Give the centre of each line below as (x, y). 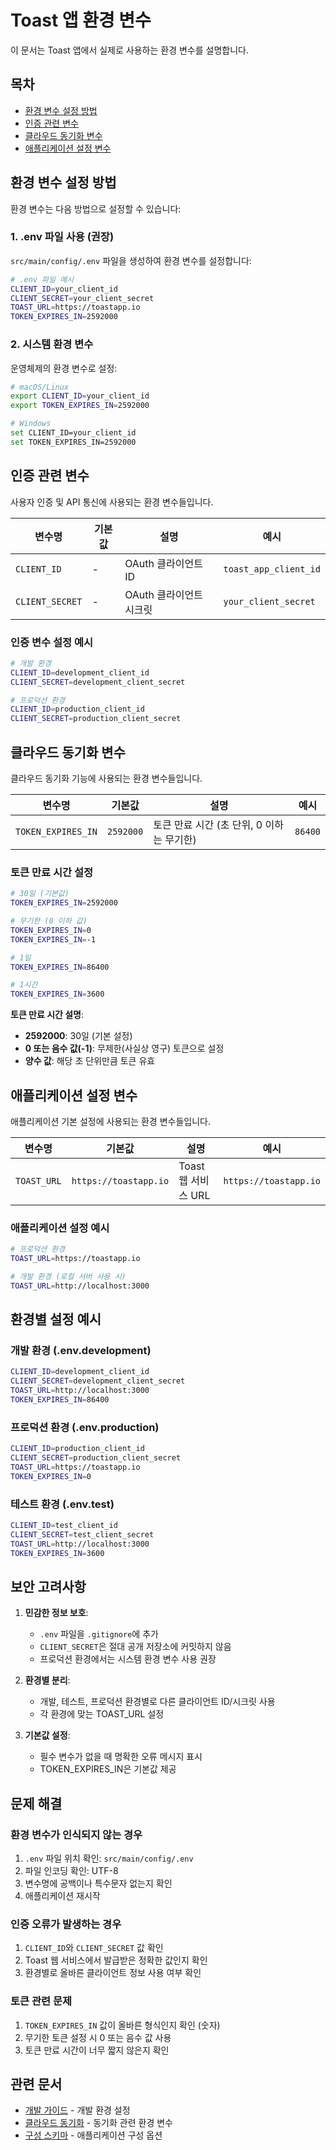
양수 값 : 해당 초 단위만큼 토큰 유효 (90, 1061)
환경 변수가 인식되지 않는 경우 (76, 1834)
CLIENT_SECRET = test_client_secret (82, 1534)
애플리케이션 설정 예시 (60, 1228)
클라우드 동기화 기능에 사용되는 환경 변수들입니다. (106, 778)
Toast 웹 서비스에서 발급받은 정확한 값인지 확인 (116, 1960)
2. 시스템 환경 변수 (52, 344)
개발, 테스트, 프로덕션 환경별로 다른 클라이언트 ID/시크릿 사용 (157, 1702)
